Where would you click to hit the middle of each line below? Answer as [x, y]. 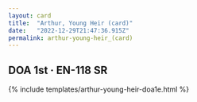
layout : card [30, 16]
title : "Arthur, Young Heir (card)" [71, 23]
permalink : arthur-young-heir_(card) [71, 38]
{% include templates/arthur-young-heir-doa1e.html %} [99, 89]
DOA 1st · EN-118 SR [58, 70]
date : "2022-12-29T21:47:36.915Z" [69, 30]
